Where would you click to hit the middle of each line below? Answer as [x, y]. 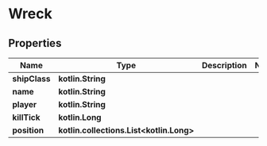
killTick [26, 117]
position [28, 130]
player [25, 104]
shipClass [31, 79]
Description [224, 65]
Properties [35, 43]
